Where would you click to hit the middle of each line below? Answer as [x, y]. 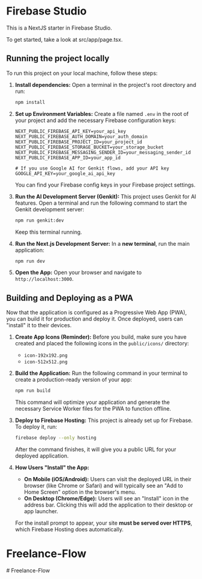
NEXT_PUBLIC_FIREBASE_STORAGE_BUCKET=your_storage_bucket [89, 147]
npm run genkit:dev [39, 220]
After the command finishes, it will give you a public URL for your [96, 449]
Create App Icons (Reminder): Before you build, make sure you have [101, 337]
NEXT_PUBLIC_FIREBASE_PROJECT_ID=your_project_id [79, 142]
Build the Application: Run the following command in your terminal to [101, 373]
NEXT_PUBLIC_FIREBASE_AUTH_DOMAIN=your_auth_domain [81, 136]
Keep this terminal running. [49, 232]
